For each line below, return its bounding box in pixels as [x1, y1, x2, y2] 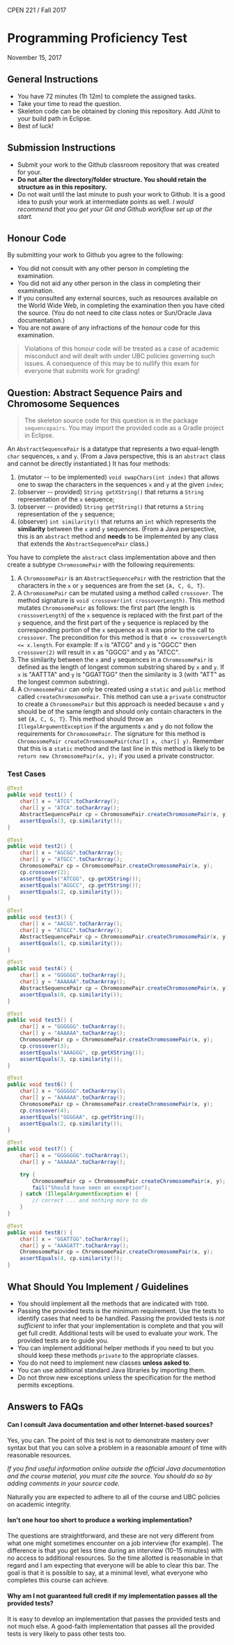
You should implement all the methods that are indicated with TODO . [17, 1299, 209, 1308]
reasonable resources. [7, 1451, 72, 1459]
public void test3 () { [7, 914, 73, 921]
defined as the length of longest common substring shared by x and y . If [17, 663, 225, 671]
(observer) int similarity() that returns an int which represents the [17, 517, 217, 526]
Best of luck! [17, 121, 54, 130]
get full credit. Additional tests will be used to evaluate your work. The [17, 1329, 218, 1337]
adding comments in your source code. [7, 1479, 120, 1487]
